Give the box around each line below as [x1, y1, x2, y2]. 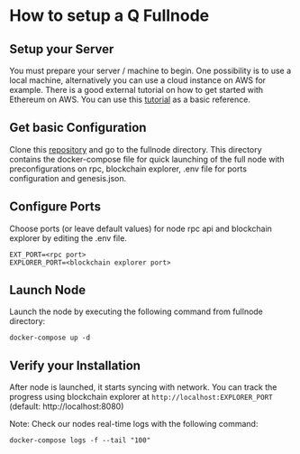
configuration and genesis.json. [9, 172, 127, 183]
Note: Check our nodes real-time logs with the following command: [9, 419, 259, 430]
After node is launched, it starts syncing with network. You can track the [9, 382, 277, 393]
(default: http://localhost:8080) [9, 401, 124, 412]
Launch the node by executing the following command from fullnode [9, 306, 264, 317]
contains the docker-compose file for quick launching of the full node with [9, 153, 286, 164]
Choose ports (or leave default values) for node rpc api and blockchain [9, 223, 273, 234]
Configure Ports [9, 199, 102, 215]
